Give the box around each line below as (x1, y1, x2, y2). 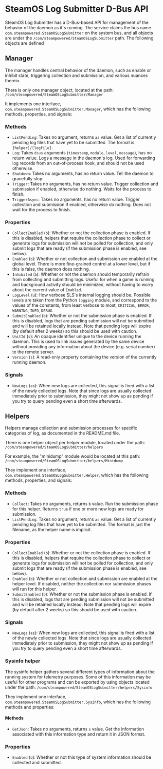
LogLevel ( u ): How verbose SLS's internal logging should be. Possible (12, 292, 151, 298)
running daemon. (12, 359, 47, 365)
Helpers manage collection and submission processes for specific (5, 425, 138, 431)
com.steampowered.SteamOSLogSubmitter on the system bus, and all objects (5, 30, 153, 36)
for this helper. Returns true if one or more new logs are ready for (12, 506, 144, 512)
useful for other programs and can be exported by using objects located (5, 679, 150, 685)
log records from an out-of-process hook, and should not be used (12, 160, 145, 166)
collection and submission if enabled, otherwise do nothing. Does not (12, 202, 151, 207)
